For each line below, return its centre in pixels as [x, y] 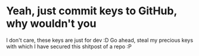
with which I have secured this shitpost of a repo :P [69, 46]
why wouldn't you [51, 24]
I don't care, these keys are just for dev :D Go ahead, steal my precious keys [100, 40]
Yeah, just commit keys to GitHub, [92, 11]
